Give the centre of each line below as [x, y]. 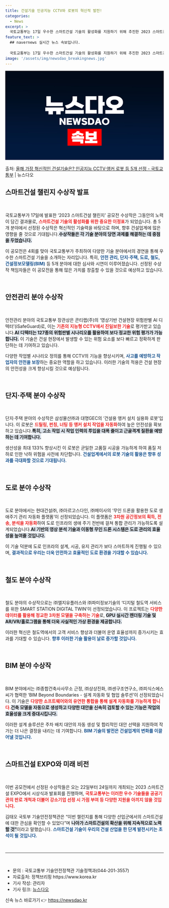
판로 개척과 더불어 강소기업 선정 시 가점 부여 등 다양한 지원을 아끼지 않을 [83, 799]
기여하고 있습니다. [41, 345]
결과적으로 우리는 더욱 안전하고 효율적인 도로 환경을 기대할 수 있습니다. [80, 553]
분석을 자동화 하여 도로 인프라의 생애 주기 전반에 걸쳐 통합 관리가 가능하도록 [85, 523]
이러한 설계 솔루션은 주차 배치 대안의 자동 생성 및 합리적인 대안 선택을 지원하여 [82, 724]
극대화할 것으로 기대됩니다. [40, 460]
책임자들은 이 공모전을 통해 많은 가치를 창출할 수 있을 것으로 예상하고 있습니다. [87, 270]
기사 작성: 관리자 [29, 883]
